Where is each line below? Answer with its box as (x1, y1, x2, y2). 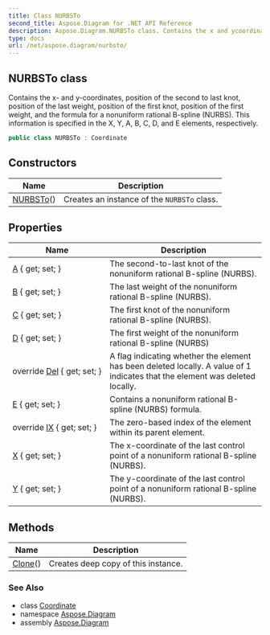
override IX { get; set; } (12, 422, 97, 433)
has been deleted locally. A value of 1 (109, 361, 252, 372)
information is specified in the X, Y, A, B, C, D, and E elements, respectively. (8, 118, 259, 128)
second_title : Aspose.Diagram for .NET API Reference (8, 19, 193, 27)
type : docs (8, 34, 45, 43)
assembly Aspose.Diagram (19, 617, 109, 627)
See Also (8, 582, 44, 593)
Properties (8, 221, 63, 235)
